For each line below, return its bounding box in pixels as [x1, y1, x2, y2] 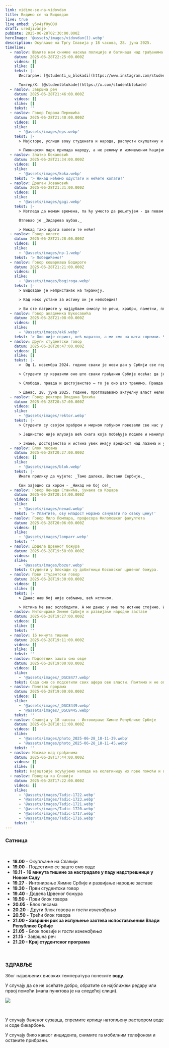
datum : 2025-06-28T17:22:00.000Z [14, 778, 84, 783]
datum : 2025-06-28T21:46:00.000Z [14, 91, 84, 96]
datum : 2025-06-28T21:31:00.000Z [14, 185, 84, 190]
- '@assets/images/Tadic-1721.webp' [18, 802, 96, 807]
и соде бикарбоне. [5, 1022, 45, 1028]
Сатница [5, 837, 28, 844]
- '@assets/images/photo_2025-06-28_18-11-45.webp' [18, 741, 129, 746]
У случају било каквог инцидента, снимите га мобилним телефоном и [5, 1032, 156, 1038]
